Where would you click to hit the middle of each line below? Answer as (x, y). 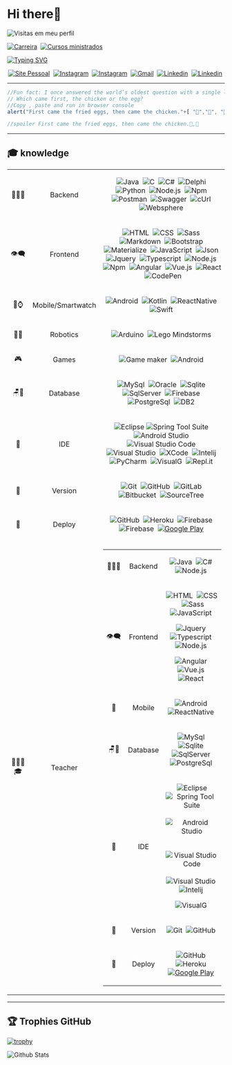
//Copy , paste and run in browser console (71, 105)
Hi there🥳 (35, 14)
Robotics (65, 335)
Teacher (64, 768)
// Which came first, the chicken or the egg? (75, 99)
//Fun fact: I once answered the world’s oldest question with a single (114, 92)
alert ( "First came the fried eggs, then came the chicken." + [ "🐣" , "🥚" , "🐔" (118, 112)
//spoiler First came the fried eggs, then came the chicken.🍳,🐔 (103, 124)
